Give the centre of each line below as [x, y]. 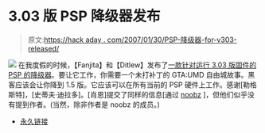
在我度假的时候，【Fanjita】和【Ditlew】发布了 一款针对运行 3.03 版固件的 [137, 65]
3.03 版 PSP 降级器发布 [84, 16]
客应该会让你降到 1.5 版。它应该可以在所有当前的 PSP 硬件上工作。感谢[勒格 [132, 85]
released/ [43, 48]
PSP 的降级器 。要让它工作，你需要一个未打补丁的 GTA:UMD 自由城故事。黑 [132, 74]
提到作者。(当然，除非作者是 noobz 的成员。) [88, 104]
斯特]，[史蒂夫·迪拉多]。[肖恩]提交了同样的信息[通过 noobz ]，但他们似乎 [128, 94]
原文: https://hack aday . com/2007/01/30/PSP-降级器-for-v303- [132, 40]
